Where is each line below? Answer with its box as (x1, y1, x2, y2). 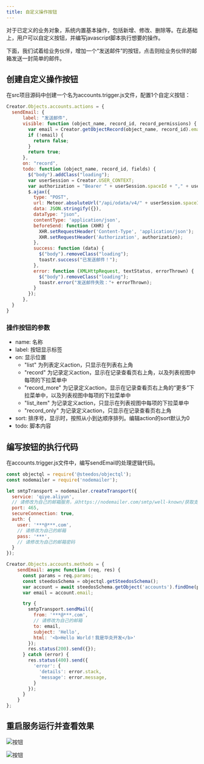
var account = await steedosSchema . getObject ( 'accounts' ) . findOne (22, 584, 194, 590)
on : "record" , (22, 160, 59, 166)
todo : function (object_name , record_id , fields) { (22, 166, 156, 173)
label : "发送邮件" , (22, 115, 69, 121)
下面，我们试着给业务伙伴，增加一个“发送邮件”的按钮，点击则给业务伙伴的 (6, 47, 192, 54)
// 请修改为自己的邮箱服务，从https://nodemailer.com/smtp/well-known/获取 (12, 499, 194, 505)
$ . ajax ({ (28, 188, 50, 195)
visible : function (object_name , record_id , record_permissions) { (22, 121, 197, 127)
